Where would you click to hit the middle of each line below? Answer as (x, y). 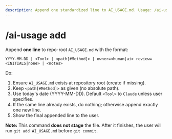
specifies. (23, 99)
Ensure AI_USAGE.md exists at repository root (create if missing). (79, 83)
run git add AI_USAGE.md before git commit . (52, 130)
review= (144, 59)
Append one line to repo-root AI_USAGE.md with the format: (67, 50)
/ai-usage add (36, 35)
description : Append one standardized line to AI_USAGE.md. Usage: (79, 10)
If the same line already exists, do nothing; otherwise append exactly (85, 104)
